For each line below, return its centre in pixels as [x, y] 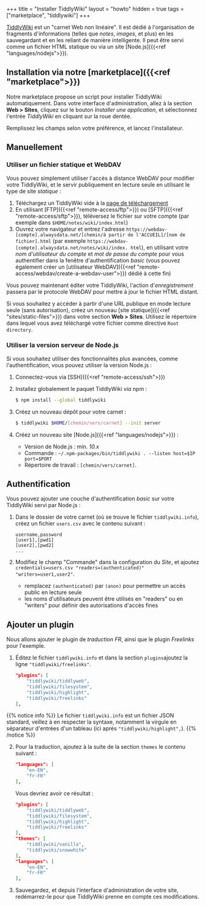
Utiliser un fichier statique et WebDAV [64, 165]
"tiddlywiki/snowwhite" [57, 850]
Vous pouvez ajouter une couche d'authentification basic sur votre [90, 499]
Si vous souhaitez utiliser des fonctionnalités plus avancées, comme [92, 358]
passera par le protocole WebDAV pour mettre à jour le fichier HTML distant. [102, 291]
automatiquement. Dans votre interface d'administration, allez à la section [99, 103]
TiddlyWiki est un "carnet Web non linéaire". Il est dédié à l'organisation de [100, 27]
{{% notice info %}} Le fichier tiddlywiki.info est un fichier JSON [90, 716]
